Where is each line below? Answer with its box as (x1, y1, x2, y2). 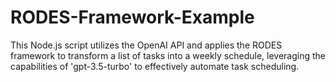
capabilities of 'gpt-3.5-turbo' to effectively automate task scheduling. (10, 60, 300, 72)
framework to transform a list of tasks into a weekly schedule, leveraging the (10, 49, 326, 61)
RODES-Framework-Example (10, 6, 255, 29)
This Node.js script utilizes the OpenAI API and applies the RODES (10, 39, 283, 51)
